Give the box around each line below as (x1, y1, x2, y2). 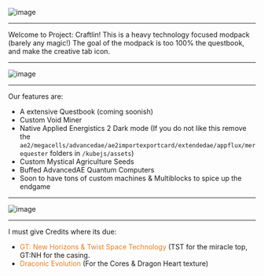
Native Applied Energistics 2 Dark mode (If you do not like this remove (19, 124, 247, 133)
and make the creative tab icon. (8, 47, 111, 56)
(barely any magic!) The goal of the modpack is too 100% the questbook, (8, 38, 245, 47)
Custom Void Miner (19, 115, 82, 125)
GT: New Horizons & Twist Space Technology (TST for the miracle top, (19, 242, 248, 251)
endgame (19, 182, 51, 191)
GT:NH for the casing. (19, 251, 90, 260)
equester (19, 150, 49, 158)
